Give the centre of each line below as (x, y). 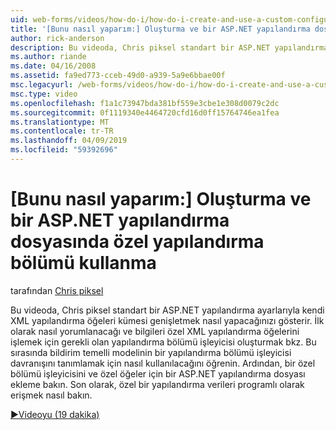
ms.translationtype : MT (60, 122)
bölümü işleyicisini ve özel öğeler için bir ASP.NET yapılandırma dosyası (158, 373)
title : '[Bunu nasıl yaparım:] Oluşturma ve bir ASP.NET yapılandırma (160, 29)
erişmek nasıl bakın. (51, 395)
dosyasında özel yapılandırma (137, 242)
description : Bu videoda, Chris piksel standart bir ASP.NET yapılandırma (169, 47)
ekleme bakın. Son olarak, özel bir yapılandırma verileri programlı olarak (157, 384)
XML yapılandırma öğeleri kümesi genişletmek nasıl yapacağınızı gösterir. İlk (167, 320)
